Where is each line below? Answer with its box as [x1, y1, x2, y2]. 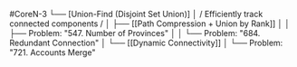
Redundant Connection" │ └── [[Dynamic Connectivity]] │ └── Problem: [9, 37, 283, 48]
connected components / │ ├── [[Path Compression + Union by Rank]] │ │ [9, 18, 291, 29]
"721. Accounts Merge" [9, 47, 96, 58]
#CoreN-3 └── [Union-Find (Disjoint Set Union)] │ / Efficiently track [9, 9, 263, 19]
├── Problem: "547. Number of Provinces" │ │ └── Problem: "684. [9, 28, 261, 38]
